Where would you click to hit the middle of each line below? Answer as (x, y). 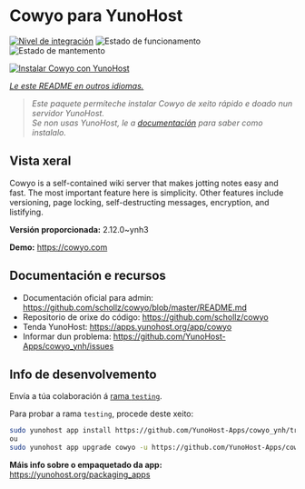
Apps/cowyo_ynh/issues (68, 345)
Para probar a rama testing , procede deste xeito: (102, 414)
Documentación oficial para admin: (88, 297)
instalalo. (49, 132)
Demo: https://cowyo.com (59, 247)
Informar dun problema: (67, 336)
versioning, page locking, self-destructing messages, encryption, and (139, 202)
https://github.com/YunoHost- (169, 336)
